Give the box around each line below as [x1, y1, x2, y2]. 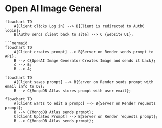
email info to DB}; [5, 84, 45, 89]
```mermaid [5, 40, 28, 46]
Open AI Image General [5, 3, 102, 14]
